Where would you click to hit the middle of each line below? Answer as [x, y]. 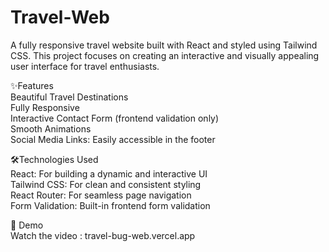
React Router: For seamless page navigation [101, 195]
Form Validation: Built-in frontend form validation [110, 205]
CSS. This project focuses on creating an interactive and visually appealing [165, 55]
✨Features [32, 85]
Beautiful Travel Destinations [69, 97]
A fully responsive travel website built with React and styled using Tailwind [164, 45]
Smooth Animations [51, 128]
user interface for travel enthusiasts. [85, 66]
